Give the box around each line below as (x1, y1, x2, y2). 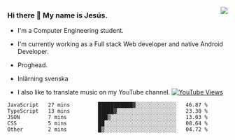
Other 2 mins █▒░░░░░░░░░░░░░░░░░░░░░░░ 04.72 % (7, 126, 208, 133)
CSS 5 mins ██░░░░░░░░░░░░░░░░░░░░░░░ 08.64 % (7, 120, 208, 127)
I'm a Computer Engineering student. (17, 27, 124, 35)
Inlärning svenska (17, 74, 69, 83)
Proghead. (17, 61, 48, 69)
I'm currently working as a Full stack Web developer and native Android (17, 40, 224, 48)
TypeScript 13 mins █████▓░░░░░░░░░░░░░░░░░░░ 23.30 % (7, 108, 208, 115)
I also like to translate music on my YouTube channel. (17, 88, 170, 97)
